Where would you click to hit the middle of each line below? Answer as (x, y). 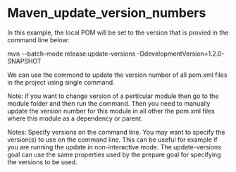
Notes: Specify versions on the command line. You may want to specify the (116, 132)
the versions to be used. (42, 162)
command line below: (38, 39)
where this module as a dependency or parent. (75, 118)
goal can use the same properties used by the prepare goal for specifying (114, 154)
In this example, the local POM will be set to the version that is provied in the (118, 32)
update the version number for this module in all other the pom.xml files (111, 111)
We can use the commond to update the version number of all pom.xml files (117, 75)
